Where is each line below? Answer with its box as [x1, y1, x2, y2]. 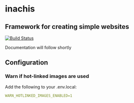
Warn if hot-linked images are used [5, 73, 89, 80]
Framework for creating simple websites [5, 23, 130, 31]
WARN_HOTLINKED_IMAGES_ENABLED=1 [5, 93, 73, 98]
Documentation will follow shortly [5, 45, 72, 50]
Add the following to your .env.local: [5, 84, 77, 90]
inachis [5, 3, 35, 14]
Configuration [5, 59, 48, 67]
